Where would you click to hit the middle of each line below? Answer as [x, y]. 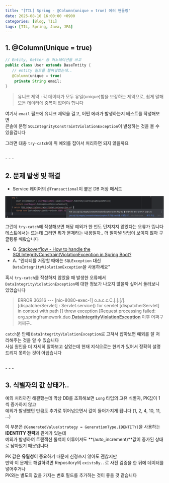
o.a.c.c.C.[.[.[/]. [110, 300]
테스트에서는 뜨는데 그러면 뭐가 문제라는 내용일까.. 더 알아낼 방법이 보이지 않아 [82, 233]
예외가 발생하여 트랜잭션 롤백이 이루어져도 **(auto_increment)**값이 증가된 [80, 439]
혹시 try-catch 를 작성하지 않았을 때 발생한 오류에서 [56, 278]
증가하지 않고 [23, 404]
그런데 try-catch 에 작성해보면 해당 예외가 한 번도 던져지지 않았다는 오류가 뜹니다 [84, 226]
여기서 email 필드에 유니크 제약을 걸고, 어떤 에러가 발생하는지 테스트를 [74, 114]
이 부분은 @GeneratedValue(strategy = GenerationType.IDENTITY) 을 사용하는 [83, 427]
